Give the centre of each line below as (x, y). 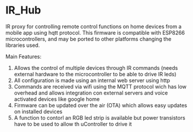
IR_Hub (23, 10)
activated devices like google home (57, 99)
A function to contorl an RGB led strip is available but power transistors (99, 117)
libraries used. (23, 45)
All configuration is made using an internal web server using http (92, 80)
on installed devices (38, 111)
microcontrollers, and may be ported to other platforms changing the (88, 39)
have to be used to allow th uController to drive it (73, 124)
